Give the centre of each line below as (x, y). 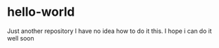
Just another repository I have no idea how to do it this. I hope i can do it (109, 31)
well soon (21, 38)
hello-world (41, 12)
